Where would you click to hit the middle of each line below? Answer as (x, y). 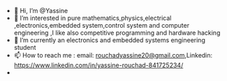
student (25, 47)
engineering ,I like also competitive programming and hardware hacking (117, 33)
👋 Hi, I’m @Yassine (41, 11)
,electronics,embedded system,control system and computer (102, 25)
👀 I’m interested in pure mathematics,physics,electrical (93, 18)
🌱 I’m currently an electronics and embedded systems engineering (110, 40)
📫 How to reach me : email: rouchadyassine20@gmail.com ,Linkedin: (113, 55)
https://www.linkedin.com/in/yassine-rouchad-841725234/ (98, 65)
